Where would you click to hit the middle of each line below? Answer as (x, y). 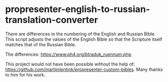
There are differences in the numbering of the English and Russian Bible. (80, 34)
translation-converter (52, 20)
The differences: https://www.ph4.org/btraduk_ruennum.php (68, 54)
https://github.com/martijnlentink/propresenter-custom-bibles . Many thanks (84, 69)
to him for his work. (25, 74)
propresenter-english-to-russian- (78, 9)
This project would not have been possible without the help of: (70, 64)
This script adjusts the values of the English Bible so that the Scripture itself (84, 39)
